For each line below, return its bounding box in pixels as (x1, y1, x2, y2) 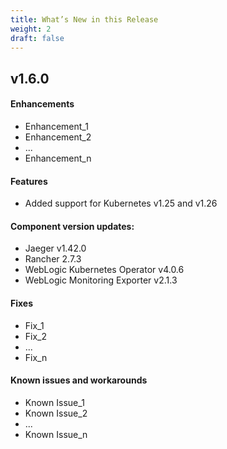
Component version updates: (10, 220, 135, 232)
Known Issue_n (24, 428, 88, 440)
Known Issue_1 (24, 396, 85, 408)
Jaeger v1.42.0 (24, 242, 87, 255)
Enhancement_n (24, 152, 92, 164)
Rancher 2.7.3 (24, 253, 82, 265)
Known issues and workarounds (10, 374, 148, 386)
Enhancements (10, 98, 75, 110)
